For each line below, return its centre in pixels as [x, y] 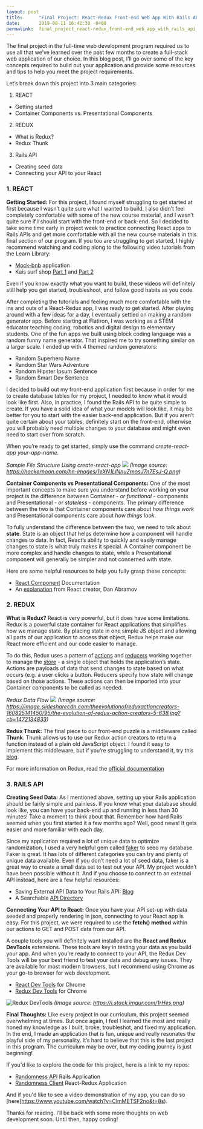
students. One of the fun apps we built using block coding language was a [99, 334]
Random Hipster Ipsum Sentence [56, 371]
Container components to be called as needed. [65, 687]
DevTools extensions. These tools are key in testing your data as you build [99, 947]
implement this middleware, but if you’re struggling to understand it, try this [100, 750]
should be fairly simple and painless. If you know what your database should [101, 804]
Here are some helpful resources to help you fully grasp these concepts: [96, 571]
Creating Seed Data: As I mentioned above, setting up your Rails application [101, 797]
